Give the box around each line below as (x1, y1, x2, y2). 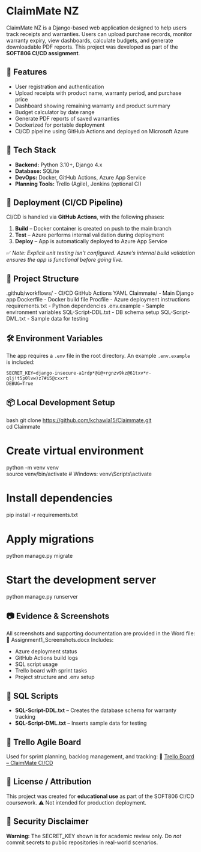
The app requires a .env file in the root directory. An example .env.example (6, 352, 190, 359)
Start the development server (6, 573, 157, 587)
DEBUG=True (6, 381, 34, 387)
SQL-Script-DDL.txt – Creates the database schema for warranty (14, 707, 177, 714)
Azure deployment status (14, 648, 77, 655)
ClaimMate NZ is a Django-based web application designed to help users (6, 24, 187, 31)
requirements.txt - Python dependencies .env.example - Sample (6, 302, 165, 310)
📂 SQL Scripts (6, 690, 59, 701)
